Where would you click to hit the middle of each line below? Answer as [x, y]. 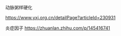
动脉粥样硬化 [19, 7]
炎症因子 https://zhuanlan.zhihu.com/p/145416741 [58, 28]
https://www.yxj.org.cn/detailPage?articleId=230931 [60, 17]
